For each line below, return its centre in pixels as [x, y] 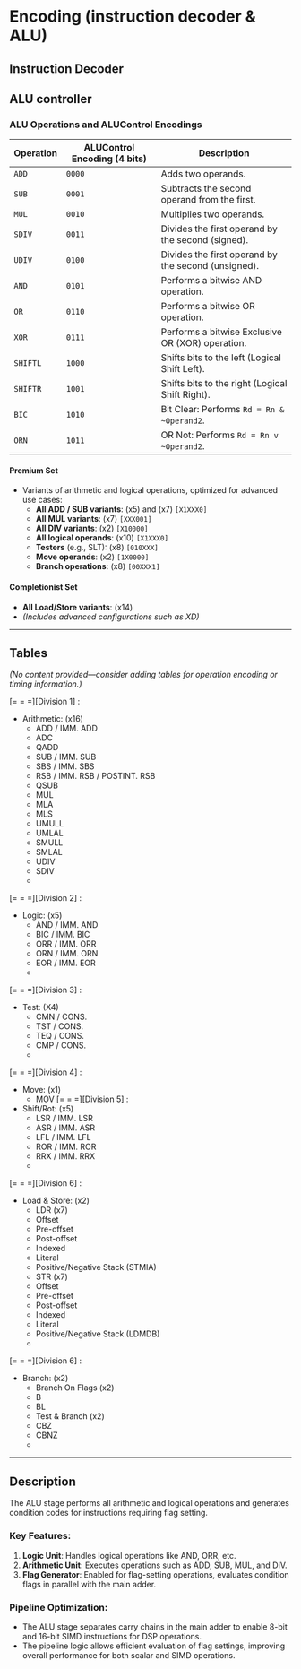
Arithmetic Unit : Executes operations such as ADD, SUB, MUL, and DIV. [155, 1565]
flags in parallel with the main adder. [89, 1584]
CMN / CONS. [61, 1017]
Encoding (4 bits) [109, 159]
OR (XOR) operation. [204, 343]
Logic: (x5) [42, 915]
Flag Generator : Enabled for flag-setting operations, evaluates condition [155, 1574]
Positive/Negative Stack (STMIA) [96, 1267]
